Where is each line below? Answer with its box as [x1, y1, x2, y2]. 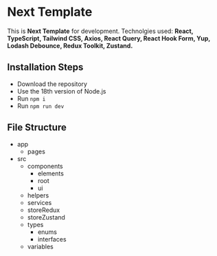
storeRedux [27, 206, 60, 214]
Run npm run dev [16, 101, 65, 110]
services [27, 198, 52, 206]
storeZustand [27, 213, 65, 221]
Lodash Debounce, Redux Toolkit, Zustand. [7, 41, 133, 50]
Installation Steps [7, 61, 84, 73]
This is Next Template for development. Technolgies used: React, [7, 27, 194, 35]
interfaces [37, 235, 67, 243]
